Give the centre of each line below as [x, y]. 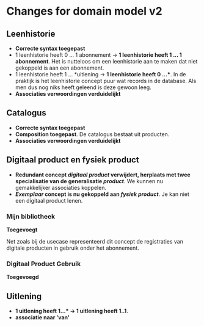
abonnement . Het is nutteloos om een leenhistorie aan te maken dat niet [106, 61]
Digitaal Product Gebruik [44, 264]
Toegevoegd [23, 277]
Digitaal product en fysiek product [73, 160]
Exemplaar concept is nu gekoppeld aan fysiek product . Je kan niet [102, 194]
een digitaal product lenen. [49, 200]
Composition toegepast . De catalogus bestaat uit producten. [92, 134]
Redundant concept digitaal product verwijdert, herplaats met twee [103, 175]
